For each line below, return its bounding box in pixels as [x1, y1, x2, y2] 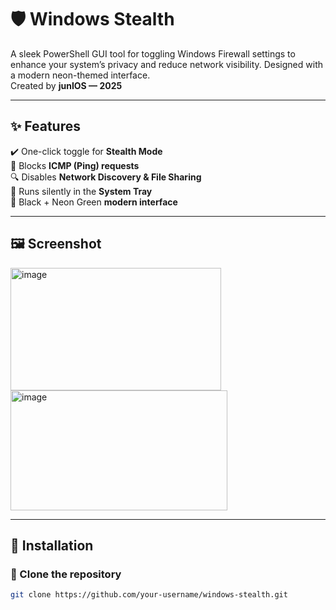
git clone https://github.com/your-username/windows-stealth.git [10, 590, 288, 600]
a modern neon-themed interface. [10, 69, 151, 81]
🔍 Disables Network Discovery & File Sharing [10, 171, 202, 183]
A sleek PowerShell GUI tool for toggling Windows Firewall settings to [10, 47, 296, 60]
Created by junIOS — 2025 [10, 79, 123, 91]
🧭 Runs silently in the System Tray [10, 185, 153, 197]
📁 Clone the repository [10, 567, 122, 581]
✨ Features [10, 118, 81, 135]
